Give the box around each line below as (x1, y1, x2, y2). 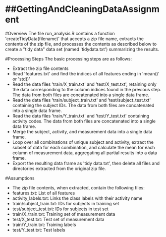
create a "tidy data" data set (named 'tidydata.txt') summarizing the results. (5, 46, 160, 52)
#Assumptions (5, 175, 35, 181)
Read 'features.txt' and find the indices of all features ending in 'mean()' (12, 70, 160, 76)
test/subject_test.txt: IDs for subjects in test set (12, 206, 109, 212)
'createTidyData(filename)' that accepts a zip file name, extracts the (5, 36, 144, 42)
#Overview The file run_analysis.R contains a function (5, 30, 115, 36)
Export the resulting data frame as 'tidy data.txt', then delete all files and (12, 160, 160, 166)
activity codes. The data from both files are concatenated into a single (12, 118, 156, 124)
